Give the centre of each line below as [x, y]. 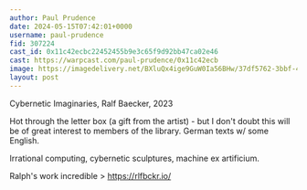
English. [24, 140]
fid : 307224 [32, 43]
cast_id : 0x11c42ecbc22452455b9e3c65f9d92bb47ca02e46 [114, 52]
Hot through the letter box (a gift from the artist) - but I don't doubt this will [150, 121]
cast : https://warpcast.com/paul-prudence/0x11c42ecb [114, 60]
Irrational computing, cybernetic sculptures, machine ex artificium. [135, 158]
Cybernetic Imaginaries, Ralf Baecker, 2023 [91, 103]
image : [22, 69]
